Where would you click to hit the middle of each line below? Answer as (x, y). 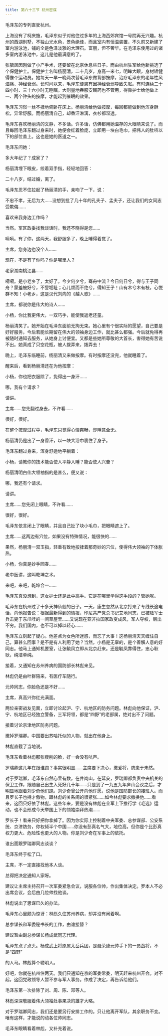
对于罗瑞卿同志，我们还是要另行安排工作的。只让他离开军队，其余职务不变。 (84, 1011)
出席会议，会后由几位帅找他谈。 (38, 892)
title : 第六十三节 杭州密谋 (31, 10)
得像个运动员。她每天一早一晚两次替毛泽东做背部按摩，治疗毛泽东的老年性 (82, 77)
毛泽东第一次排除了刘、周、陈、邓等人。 (47, 990)
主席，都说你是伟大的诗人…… (35, 304)
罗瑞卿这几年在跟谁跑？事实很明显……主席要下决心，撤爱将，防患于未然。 (81, 767)
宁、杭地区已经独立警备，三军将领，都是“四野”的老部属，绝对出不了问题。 (82, 714)
